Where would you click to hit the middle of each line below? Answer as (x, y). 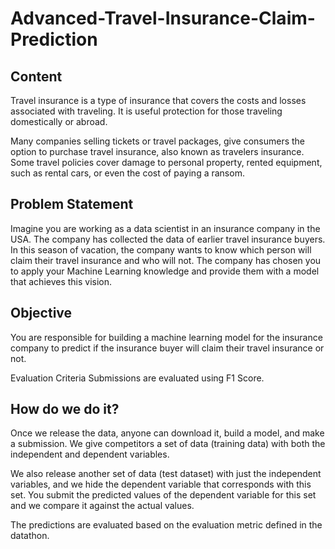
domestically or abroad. (59, 121)
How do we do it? (65, 409)
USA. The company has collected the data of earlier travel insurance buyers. (168, 239)
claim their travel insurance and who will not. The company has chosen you (166, 260)
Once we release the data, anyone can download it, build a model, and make (167, 433)
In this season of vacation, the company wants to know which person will (161, 249)
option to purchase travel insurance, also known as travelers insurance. (157, 151)
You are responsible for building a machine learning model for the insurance (166, 337)
